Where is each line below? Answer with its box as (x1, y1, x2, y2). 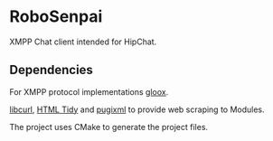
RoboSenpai (9, 6, 103, 27)
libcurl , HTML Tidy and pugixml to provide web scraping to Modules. (9, 104, 265, 115)
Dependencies (9, 62, 93, 78)
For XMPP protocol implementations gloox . (9, 86, 169, 97)
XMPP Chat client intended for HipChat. (9, 36, 157, 47)
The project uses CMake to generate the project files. (9, 121, 209, 132)
